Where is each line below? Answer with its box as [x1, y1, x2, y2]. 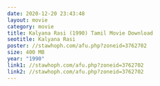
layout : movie [7, 17, 48, 24]
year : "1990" [7, 55, 45, 62]
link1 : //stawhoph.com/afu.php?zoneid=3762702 [7, 62, 144, 69]
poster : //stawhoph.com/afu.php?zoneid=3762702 [7, 42, 148, 49]
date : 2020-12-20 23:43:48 [7, 10, 85, 17]
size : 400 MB [7, 49, 45, 56]
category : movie [7, 23, 54, 30]
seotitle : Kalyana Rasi [7, 36, 76, 43]
